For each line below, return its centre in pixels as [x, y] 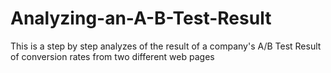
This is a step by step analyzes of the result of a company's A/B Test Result [166, 46]
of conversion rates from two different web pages [112, 56]
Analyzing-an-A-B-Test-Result [141, 18]
